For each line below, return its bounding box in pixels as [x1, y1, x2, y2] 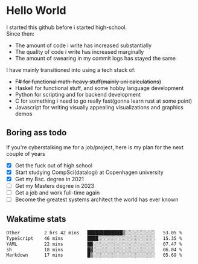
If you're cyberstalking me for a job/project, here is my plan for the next [6, 143, 184, 151]
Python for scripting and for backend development [14, 91, 141, 98]
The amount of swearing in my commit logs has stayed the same [14, 54, 176, 62]
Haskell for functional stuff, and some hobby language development [14, 84, 184, 91]
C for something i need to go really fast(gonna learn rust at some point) [14, 97, 193, 105]
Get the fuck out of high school [14, 161, 92, 169]
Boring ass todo [6, 127, 67, 138]
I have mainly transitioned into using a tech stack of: [6, 66, 136, 73]
